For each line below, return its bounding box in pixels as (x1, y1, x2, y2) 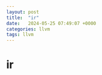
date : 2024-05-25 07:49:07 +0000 (6, 20, 97, 26)
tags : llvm (6, 32, 34, 38)
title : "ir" (6, 15, 39, 21)
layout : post (6, 9, 39, 15)
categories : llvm (6, 26, 50, 32)
